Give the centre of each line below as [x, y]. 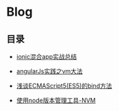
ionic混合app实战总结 [47, 57]
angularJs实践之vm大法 [50, 71]
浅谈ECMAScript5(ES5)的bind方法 [64, 86]
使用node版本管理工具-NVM [56, 100]
